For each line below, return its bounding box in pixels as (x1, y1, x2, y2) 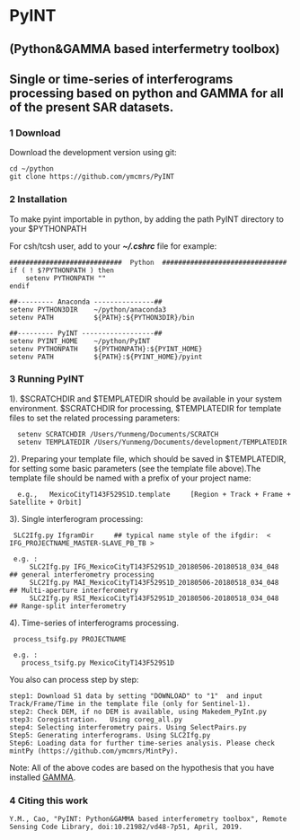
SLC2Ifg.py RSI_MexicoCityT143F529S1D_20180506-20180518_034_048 (29, 594, 279, 603)
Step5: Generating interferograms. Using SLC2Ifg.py (9, 730, 211, 739)
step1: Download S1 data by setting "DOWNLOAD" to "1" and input (9, 691, 263, 701)
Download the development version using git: (9, 147, 177, 158)
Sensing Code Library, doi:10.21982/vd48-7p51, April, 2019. (9, 823, 243, 832)
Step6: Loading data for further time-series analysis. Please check (9, 738, 276, 747)
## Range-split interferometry (9, 601, 127, 611)
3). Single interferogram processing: (9, 513, 144, 524)
